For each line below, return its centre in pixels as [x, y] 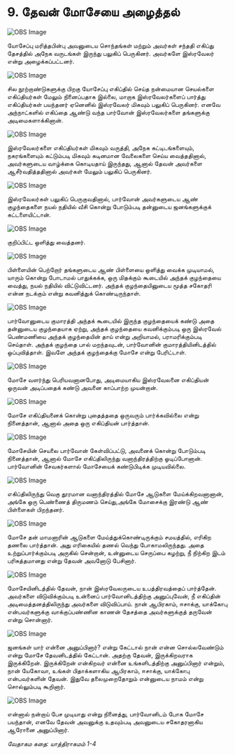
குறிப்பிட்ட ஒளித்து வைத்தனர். [47, 242]
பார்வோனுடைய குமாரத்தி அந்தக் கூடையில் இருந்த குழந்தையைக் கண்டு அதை [111, 321]
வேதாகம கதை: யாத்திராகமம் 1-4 [52, 743]
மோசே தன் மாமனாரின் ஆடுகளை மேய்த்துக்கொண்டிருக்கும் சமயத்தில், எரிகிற [109, 537]
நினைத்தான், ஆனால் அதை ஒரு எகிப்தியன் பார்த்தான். [79, 423]
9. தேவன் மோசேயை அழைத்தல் [94, 12]
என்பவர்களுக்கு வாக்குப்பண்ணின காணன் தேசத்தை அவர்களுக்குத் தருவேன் [110, 612]
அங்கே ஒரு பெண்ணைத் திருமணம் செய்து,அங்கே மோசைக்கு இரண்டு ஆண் [108, 501]
